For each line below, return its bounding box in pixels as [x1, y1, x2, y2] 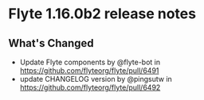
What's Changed [8, 37, 94, 50]
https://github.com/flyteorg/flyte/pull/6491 [19, 66, 159, 75]
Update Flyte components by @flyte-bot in [19, 57, 161, 67]
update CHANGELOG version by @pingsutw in [19, 75, 173, 83]
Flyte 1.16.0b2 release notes [8, 5, 197, 23]
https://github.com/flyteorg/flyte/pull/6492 [19, 83, 161, 92]
